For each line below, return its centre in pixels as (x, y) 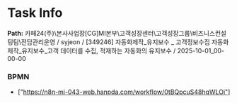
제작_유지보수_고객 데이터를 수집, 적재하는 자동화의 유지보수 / (92, 50)
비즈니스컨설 (209, 33)
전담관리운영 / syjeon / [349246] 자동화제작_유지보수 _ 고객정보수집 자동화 (125, 42)
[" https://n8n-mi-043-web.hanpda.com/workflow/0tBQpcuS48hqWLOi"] (124, 92)
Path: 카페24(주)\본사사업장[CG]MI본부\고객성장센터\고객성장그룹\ (100, 33)
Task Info (35, 13)
